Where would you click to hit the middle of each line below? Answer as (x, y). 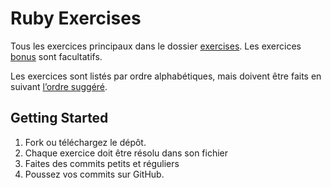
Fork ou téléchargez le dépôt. (85, 142)
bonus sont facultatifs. (56, 56)
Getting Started (59, 118)
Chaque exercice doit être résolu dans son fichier (126, 153)
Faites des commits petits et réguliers (102, 163)
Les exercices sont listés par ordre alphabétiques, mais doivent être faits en (166, 76)
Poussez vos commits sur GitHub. (94, 174)
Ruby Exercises (76, 18)
